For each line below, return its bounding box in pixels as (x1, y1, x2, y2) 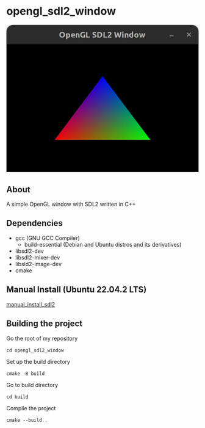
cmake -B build (6, 371, 45, 377)
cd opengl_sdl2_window (6, 347, 64, 354)
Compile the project (6, 404, 56, 412)
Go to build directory (6, 381, 59, 388)
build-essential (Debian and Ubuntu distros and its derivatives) (24, 241, 182, 248)
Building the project (6, 319, 83, 329)
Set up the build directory (6, 358, 70, 365)
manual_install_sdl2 (6, 300, 56, 308)
